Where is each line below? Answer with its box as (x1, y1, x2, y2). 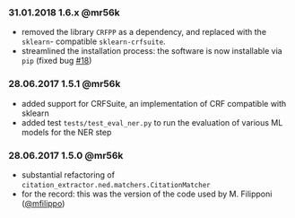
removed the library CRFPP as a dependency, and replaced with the (21, 27, 266, 38)
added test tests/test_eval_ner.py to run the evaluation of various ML (21, 117, 283, 127)
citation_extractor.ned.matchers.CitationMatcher (21, 180, 212, 189)
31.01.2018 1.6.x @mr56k (8, 6, 120, 19)
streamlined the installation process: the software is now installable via (21, 46, 283, 57)
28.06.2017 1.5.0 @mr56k (8, 149, 124, 161)
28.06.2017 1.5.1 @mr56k (8, 78, 121, 91)
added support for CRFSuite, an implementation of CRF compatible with (21, 98, 287, 109)
